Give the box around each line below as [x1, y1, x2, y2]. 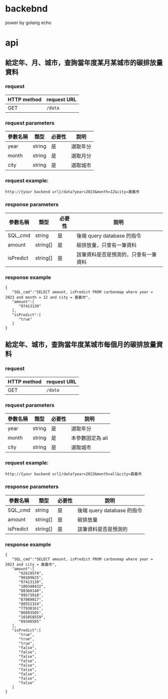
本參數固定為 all [71, 434, 108, 441]
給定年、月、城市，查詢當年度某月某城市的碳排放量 [5, 58, 163, 67]
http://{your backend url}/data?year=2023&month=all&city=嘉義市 [5, 472, 142, 477]
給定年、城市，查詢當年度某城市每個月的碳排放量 [5, 340, 156, 349]
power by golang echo [5, 20, 51, 26]
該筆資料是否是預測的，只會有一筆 [76, 251, 157, 258]
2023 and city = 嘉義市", [5, 562, 57, 567]
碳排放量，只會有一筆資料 [76, 242, 137, 249]
